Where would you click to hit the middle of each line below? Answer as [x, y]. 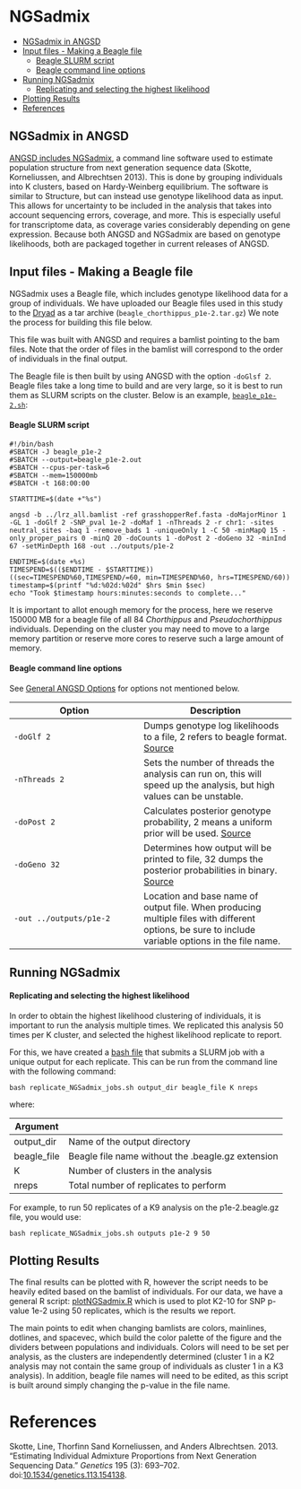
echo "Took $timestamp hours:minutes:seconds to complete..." [128, 593]
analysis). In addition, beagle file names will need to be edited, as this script [149, 1376]
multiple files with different [199, 919]
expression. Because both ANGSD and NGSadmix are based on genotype [145, 234]
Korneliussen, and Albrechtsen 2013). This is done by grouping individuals [146, 177]
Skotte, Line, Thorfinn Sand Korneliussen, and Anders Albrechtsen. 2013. [144, 1447]
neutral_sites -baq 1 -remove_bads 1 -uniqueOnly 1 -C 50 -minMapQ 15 [144, 530]
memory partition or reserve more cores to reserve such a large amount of [146, 638]
